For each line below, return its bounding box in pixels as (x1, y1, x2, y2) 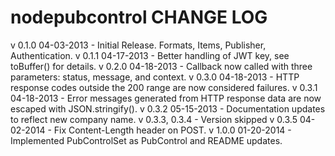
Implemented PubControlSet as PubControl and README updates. (10, 134, 283, 146)
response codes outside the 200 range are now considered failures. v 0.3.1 (10, 81, 318, 93)
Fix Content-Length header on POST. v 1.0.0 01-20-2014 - (53, 124, 292, 136)
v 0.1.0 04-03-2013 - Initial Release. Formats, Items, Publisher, (10, 39, 267, 51)
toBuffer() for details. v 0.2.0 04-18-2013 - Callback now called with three (10, 60, 313, 72)
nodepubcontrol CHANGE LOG (10, 6, 268, 29)
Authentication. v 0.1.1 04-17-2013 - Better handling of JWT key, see (10, 49, 290, 61)
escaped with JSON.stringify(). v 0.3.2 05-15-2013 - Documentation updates (10, 102, 326, 115)
